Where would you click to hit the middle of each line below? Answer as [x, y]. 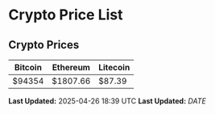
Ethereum [71, 68]
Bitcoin [28, 68]
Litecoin [114, 68]
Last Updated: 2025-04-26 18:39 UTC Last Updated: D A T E [107, 101]
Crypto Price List [66, 15]
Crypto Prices [44, 45]
